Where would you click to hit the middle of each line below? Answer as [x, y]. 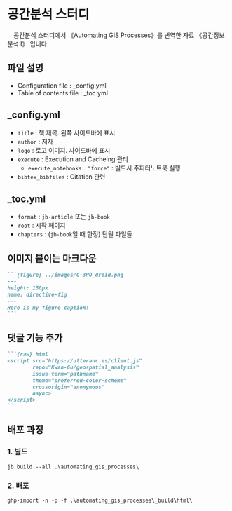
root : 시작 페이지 [41, 226]
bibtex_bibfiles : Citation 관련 [61, 177]
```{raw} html [28, 355]
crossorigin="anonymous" [69, 387]
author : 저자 [35, 142]
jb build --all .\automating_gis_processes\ [73, 467]
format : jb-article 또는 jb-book [64, 217]
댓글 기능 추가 [35, 338]
